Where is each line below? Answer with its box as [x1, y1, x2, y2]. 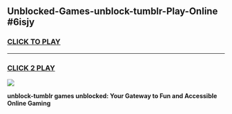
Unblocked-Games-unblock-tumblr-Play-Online [7, 6, 218, 17]
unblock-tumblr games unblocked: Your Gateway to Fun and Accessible [7, 91, 217, 99]
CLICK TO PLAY [7, 37, 61, 47]
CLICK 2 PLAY [7, 63, 55, 73]
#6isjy [7, 17, 35, 28]
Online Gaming [7, 99, 51, 107]
